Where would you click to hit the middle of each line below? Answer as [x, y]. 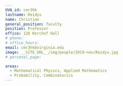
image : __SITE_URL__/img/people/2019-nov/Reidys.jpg [62, 52]
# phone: [14, 38]
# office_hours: [22, 43]
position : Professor [27, 29]
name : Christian [22, 19]
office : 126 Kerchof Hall [32, 33]
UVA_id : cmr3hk [21, 10]
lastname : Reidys [23, 15]
